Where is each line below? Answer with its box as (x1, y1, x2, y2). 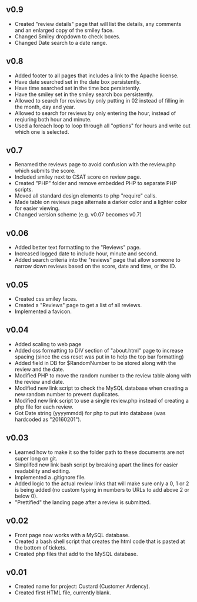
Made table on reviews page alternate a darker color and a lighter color (14, 199, 187, 206)
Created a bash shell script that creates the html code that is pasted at (14, 538, 185, 545)
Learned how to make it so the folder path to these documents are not (14, 448, 185, 456)
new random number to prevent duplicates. (14, 390, 119, 397)
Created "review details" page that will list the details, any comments (14, 20, 182, 27)
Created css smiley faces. (14, 295, 78, 302)
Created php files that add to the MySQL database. (14, 550, 138, 557)
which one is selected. (14, 128, 69, 135)
